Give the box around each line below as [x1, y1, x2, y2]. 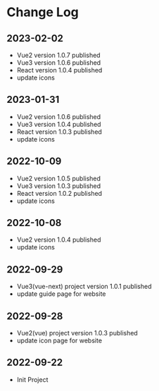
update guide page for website [16, 290, 106, 298]
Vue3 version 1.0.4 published [16, 120, 101, 128]
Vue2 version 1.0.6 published [16, 112, 101, 120]
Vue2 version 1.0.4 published [16, 235, 101, 244]
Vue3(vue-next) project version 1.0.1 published [16, 283, 152, 291]
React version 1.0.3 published [16, 128, 103, 136]
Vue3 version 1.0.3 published [16, 181, 101, 190]
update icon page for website [16, 336, 103, 345]
